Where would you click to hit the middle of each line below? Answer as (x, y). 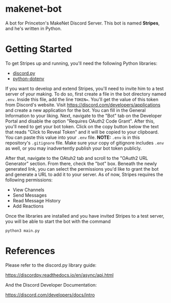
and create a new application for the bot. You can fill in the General (76, 110)
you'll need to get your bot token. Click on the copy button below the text (82, 126)
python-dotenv (28, 78)
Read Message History (36, 200)
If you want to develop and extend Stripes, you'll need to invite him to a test (85, 88)
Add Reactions (28, 206)
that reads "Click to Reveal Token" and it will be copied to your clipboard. (82, 132)
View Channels (29, 190)
